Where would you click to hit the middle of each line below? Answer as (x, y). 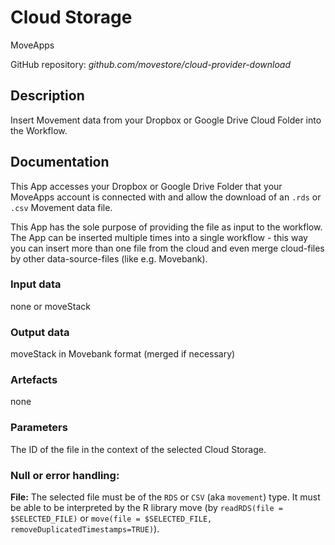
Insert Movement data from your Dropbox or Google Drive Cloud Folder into (166, 120)
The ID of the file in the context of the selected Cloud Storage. (138, 449)
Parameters (39, 428)
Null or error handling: (65, 475)
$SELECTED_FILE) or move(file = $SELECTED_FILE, (111, 518)
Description (47, 96)
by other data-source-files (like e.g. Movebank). (109, 258)
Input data (36, 284)
